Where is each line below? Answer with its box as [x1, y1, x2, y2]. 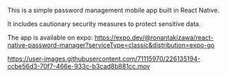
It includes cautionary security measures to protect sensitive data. [7, 20, 201, 28]
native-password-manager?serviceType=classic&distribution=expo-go [7, 41, 215, 49]
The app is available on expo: [7, 33, 94, 42]
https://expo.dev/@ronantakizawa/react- [95, 33, 214, 42]
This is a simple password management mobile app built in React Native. [7, 6, 220, 14]
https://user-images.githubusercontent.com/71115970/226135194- [7, 54, 201, 63]
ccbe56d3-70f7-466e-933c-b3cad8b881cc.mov [7, 62, 151, 70]
